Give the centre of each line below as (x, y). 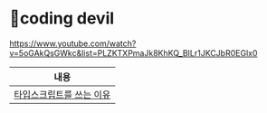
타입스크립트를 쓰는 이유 (62, 94)
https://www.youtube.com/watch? (73, 43)
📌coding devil (62, 19)
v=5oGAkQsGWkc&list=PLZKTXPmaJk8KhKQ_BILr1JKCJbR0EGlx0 (133, 52)
